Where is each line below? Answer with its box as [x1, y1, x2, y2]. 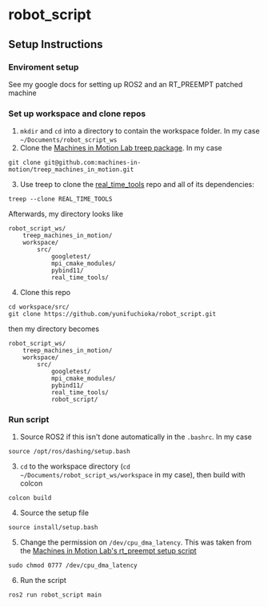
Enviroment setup [8, 62, 79, 73]
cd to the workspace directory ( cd [19, 461, 130, 471]
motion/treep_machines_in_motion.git [8, 166, 134, 174]
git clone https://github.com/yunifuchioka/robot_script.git [8, 310, 217, 318]
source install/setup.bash [8, 524, 98, 532]
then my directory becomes [8, 324, 100, 333]
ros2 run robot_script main [8, 591, 102, 599]
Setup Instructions [8, 38, 103, 51]
